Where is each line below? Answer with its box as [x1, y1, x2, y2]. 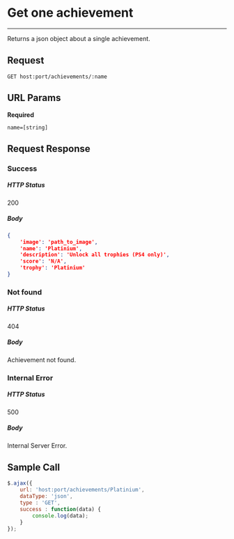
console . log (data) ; [32, 512, 89, 520]
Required [7, 110, 35, 119]
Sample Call [7, 462, 61, 474]
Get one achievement [7, 5, 134, 21]
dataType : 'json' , [19, 493, 73, 500]
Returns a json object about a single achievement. [7, 34, 151, 42]
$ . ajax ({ [7, 480, 33, 487]
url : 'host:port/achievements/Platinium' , [19, 486, 145, 494]
